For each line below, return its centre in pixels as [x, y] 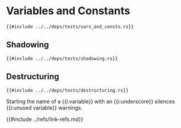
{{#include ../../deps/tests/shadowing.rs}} [62, 58]
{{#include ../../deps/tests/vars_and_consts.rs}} [70, 27]
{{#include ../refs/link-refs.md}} [45, 119]
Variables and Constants [68, 11]
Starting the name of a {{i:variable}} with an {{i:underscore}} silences [90, 101]
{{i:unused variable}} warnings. [45, 107]
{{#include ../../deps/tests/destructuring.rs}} [67, 90]
